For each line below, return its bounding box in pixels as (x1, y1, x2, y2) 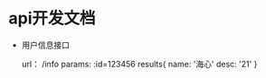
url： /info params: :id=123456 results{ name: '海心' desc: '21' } (21, 58, 258, 69)
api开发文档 (8, 8, 96, 29)
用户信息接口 (21, 39, 70, 50)
